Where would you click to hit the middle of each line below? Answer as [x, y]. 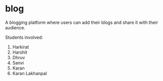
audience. [15, 27]
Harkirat [21, 47]
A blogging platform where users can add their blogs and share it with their [82, 22]
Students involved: [24, 37]
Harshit [20, 52]
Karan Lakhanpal [29, 73]
